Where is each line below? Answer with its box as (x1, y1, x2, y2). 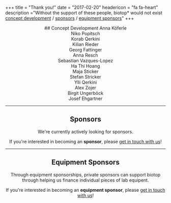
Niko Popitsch (71, 31, 100, 36)
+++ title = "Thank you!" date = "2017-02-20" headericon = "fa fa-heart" (5, 5, 158, 10)
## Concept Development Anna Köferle (44, 25, 127, 31)
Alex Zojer (74, 85, 97, 91)
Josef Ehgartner (68, 95, 103, 102)
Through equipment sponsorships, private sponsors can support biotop (10, 171, 161, 177)
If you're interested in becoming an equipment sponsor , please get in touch (6, 187, 165, 193)
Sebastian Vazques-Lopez (58, 58, 113, 63)
